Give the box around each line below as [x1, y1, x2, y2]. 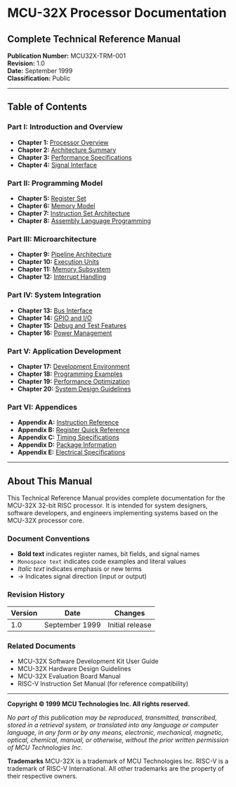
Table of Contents [7, 101, 88, 113]
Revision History [7, 590, 65, 600]
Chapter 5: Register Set [17, 194, 86, 202]
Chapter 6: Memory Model [17, 201, 96, 210]
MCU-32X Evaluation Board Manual [17, 672, 121, 680]
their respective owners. [7, 772, 78, 780]
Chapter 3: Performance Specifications [17, 153, 132, 161]
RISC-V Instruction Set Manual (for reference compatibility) [17, 679, 189, 688]
